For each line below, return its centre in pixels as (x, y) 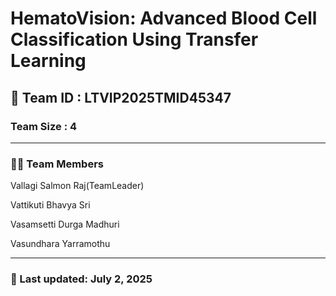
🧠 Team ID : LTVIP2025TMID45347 (121, 97)
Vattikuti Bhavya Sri (50, 205)
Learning (48, 61)
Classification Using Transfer (134, 39)
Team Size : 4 (44, 126)
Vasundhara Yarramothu (60, 244)
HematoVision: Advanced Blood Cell (164, 18)
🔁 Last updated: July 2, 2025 (81, 279)
